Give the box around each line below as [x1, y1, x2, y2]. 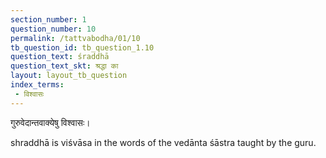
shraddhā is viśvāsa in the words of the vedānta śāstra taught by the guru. [10, 136, 317, 148]
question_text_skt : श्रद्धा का [10, 61, 119, 71]
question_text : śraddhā [10, 52, 110, 62]
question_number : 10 [10, 24, 97, 34]
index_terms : [10, 80, 65, 90]
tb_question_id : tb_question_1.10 [10, 42, 155, 53]
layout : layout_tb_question [10, 71, 128, 81]
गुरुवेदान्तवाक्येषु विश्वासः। [10, 116, 91, 128]
